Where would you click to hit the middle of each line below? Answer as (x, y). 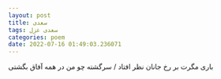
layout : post (30, 15)
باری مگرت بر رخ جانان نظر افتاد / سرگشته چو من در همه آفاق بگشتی (111, 66)
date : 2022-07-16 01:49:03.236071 (65, 45)
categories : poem (37, 37)
